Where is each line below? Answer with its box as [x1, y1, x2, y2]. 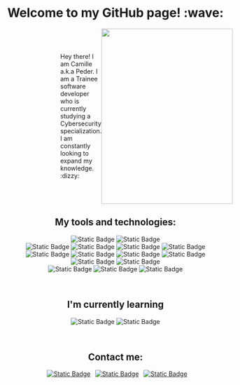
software [60, 82, 86, 90]
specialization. [60, 127, 102, 135]
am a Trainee [60, 75, 98, 83]
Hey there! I [60, 53, 94, 61]
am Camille [60, 60, 92, 68]
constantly [60, 142, 91, 150]
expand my [60, 156, 92, 166]
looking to [60, 149, 89, 158]
